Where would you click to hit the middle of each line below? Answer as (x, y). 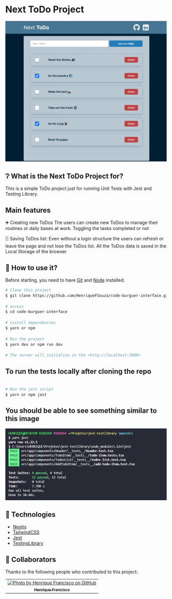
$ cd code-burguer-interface (36, 312)
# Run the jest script (29, 389)
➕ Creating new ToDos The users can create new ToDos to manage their (82, 223)
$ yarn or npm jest (26, 395)
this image (23, 419)
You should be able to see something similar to (81, 411)
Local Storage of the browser (36, 252)
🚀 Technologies (30, 514)
